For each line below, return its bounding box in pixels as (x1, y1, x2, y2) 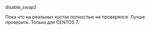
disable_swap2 (5, 4, 36, 10)
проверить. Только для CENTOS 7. (5, 19, 80, 25)
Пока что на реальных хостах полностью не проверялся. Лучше (5, 14, 145, 19)
